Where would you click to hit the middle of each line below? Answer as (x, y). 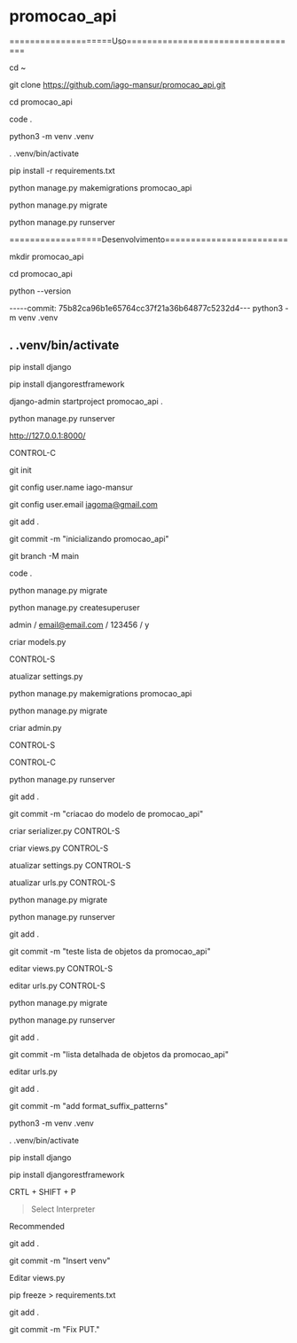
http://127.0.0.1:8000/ (47, 436)
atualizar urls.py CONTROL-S (63, 882)
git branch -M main (44, 555)
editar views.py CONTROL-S (61, 968)
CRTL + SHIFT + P (43, 1191)
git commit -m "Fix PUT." (55, 1329)
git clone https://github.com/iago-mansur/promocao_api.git (117, 84)
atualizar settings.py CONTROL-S (70, 865)
